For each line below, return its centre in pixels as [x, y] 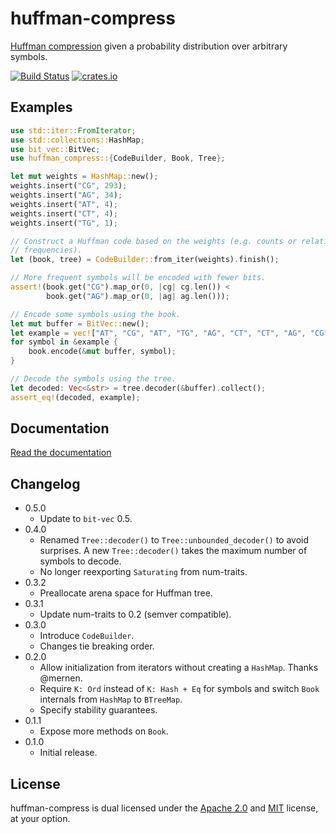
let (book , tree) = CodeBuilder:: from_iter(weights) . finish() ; [145, 260]
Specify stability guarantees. [98, 710]
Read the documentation [61, 453]
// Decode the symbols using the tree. [93, 379]
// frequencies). [46, 250]
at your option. [40, 819]
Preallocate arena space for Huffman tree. [126, 593]
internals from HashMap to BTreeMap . [111, 699]
